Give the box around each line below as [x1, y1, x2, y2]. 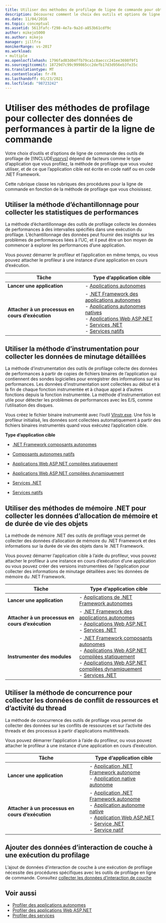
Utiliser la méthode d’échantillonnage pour [5, 200, 139, 208]
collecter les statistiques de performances [5, 208, 139, 216]
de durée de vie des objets [5, 519, 88, 528]
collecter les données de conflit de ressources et [5, 696, 159, 705]
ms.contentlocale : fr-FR [5, 72, 56, 77]
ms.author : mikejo [5, 35, 43, 40]
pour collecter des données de [5, 112, 133, 124]
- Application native [89, 775, 136, 782]
